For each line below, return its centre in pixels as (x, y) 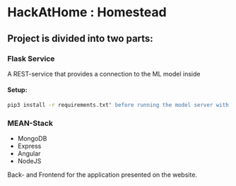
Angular (29, 153)
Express (29, 146)
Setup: (17, 90)
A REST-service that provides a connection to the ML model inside (104, 74)
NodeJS (29, 161)
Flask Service (31, 59)
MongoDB (32, 139)
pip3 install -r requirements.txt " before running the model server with (118, 105)
